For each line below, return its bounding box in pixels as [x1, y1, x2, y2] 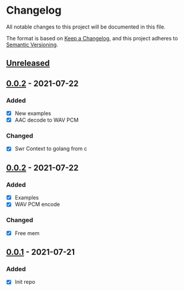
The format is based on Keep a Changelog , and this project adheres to [6, 34, 178, 42]
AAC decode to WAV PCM [14, 116, 79, 124]
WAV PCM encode [14, 201, 61, 208]
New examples [14, 110, 52, 117]
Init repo [14, 279, 36, 286]
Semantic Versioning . [6, 41, 58, 48]
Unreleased [6, 58, 50, 68]
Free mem [14, 229, 40, 236]
